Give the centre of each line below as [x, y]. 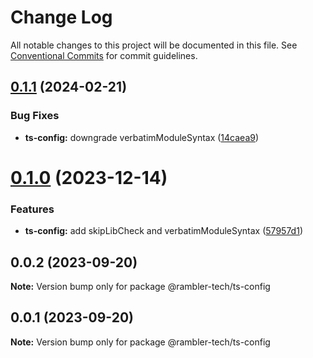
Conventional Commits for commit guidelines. [104, 55]
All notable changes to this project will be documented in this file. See [154, 45]
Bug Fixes [35, 116]
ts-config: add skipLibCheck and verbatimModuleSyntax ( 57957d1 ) [163, 231]
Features [32, 209]
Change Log [61, 17]
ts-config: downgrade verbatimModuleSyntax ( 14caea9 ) [142, 137]
